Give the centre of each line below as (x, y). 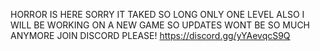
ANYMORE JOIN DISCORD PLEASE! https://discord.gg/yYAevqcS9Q (150, 35)
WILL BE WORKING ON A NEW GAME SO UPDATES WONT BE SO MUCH (160, 25)
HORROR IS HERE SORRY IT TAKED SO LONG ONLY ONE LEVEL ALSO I (157, 14)
